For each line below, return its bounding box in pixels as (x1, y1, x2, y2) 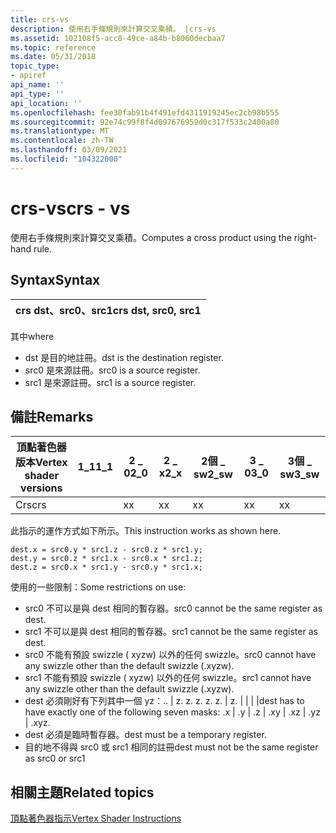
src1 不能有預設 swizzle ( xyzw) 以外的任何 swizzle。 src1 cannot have (24, 672, 312, 684)
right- (293, 231, 318, 243)
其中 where (10, 330, 55, 342)
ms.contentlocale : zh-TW (10, 136, 114, 146)
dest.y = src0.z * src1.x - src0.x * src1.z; (10, 554, 203, 564)
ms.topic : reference (10, 42, 97, 53)
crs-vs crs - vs (10, 197, 131, 220)
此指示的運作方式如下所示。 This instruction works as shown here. (10, 525, 282, 537)
